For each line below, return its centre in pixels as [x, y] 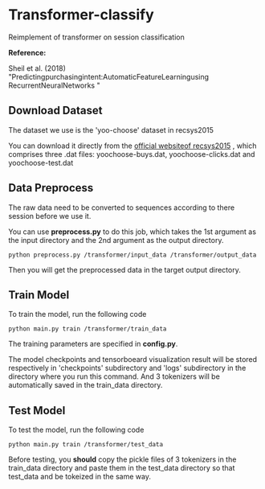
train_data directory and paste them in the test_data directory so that [122, 468]
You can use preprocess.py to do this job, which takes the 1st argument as [132, 232]
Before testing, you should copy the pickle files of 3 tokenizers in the [122, 459]
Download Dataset [55, 111]
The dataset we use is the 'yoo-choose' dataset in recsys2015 [111, 129]
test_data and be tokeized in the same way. [79, 477]
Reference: [27, 52]
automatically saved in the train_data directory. [86, 385]
